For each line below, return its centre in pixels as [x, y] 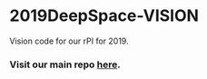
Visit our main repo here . [65, 64]
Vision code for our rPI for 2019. [69, 41]
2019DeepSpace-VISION [104, 16]
